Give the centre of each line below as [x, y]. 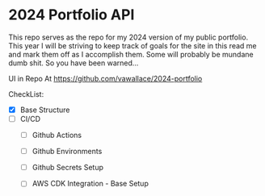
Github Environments [67, 152]
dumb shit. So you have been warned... [74, 63]
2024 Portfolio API [72, 15]
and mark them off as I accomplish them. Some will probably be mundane [131, 54]
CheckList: [26, 94]
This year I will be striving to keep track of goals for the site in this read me [132, 45]
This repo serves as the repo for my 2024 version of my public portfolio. [128, 37]
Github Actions [57, 136]
